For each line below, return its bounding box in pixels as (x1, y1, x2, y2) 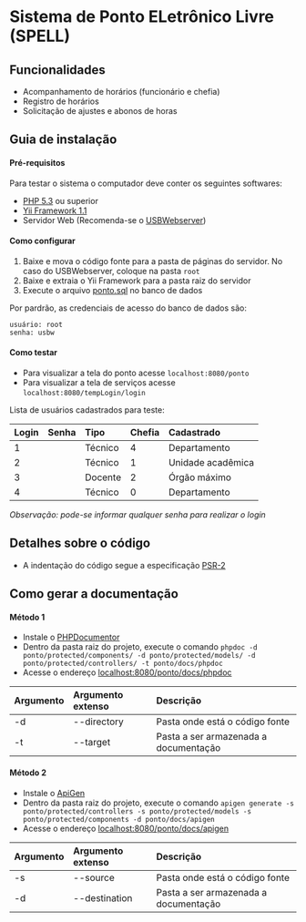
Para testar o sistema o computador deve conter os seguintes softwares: (9, 178, 282, 189)
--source (72, 871, 116, 884)
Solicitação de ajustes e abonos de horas (22, 106, 178, 116)
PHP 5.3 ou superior (22, 195, 98, 206)
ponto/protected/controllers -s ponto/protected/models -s (22, 806, 252, 816)
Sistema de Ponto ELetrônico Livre (9, 6, 275, 27)
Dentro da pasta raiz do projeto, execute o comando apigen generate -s (22, 797, 294, 808)
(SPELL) (9, 26, 71, 46)
